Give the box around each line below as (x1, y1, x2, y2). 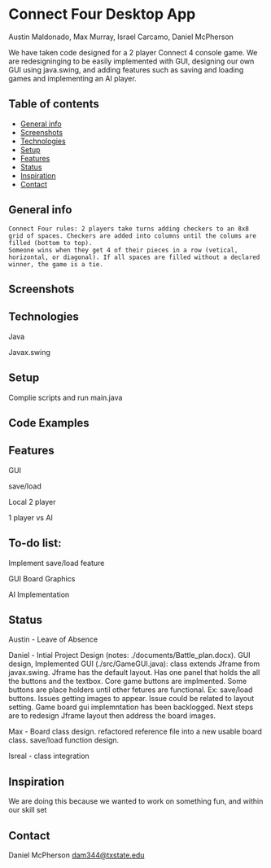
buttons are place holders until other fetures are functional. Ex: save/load (8, 685, 253, 695)
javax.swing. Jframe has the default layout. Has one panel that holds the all (8, 668, 260, 677)
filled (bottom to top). (8, 239, 93, 247)
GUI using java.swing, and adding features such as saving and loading (8, 64, 244, 74)
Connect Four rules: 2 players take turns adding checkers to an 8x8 (8, 225, 250, 233)
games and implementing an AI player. (8, 73, 137, 83)
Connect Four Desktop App (8, 5, 196, 24)
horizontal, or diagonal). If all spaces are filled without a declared (8, 253, 260, 261)
